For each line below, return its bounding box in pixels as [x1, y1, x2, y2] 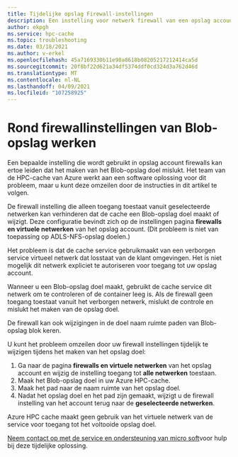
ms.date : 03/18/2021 [7, 43, 69, 50]
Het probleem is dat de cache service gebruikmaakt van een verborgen [7, 246, 216, 255]
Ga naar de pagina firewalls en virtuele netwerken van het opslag [17, 361, 212, 370]
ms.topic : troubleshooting [7, 37, 87, 44]
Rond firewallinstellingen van [7, 120, 183, 136]
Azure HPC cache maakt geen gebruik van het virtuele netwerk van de [7, 412, 214, 422]
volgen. [7, 188, 30, 197]
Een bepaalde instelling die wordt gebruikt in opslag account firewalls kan [7, 159, 222, 167]
